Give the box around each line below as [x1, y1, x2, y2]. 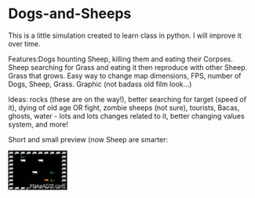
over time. [8, 38, 41, 48]
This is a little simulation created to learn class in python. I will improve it [8, 31, 242, 40]
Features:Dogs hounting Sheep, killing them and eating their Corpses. [8, 54, 233, 64]
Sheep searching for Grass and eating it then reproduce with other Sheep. [8, 62, 248, 71]
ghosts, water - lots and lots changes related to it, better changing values [8, 111, 245, 120]
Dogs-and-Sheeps [8, 5, 132, 23]
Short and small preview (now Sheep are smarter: [8, 134, 169, 144]
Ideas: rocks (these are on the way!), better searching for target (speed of [8, 94, 247, 104]
